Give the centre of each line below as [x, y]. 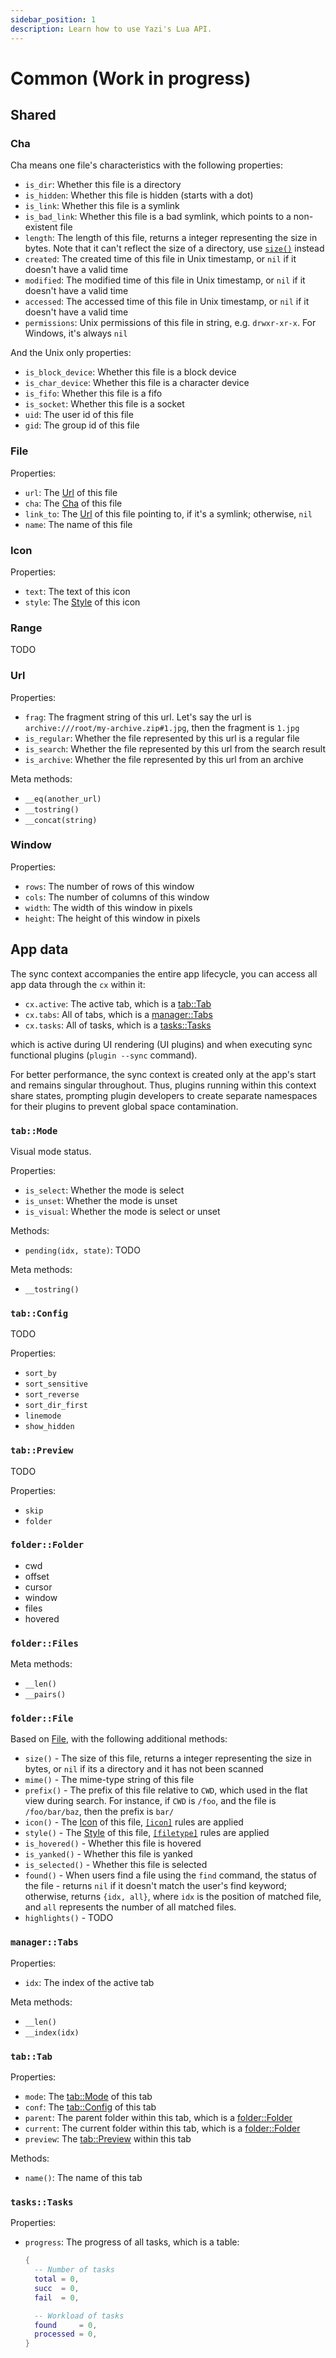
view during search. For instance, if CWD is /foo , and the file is [150, 1801]
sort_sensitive [56, 1384]
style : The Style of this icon [82, 602]
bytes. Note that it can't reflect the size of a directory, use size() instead [174, 248]
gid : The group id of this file [82, 425]
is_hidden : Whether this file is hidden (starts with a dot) [139, 195]
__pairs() [45, 1695]
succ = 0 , [57, 2288]
